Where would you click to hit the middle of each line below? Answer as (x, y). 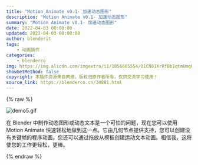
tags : (13, 45)
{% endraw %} (24, 156)
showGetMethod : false (33, 72)
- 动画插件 (28, 50)
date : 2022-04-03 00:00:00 (39, 28)
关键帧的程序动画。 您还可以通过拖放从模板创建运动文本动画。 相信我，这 (99, 137)
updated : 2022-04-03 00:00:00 (43, 33)
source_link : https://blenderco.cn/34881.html (64, 83)
